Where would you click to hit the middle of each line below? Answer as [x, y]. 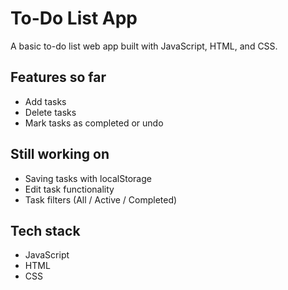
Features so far [58, 77]
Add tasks [45, 101]
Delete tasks [50, 112]
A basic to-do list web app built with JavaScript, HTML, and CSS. [144, 46]
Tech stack [45, 230]
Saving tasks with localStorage [88, 178]
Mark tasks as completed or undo [94, 123]
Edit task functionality [69, 189]
